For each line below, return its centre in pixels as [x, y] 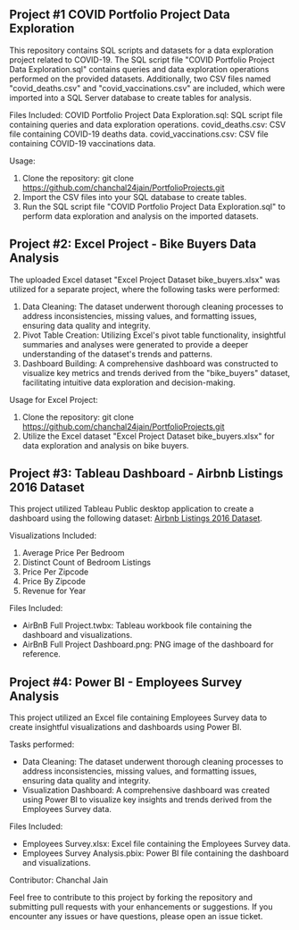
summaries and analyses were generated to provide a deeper [135, 344]
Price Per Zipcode [55, 572]
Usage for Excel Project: [54, 399]
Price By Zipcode [54, 582]
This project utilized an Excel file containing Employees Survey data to [138, 717]
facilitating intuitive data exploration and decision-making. [129, 382]
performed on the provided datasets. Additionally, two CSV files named [140, 79]
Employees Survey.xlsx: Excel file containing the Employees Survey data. [156, 844]
